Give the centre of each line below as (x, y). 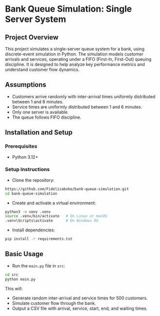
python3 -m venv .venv (28, 212)
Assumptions (26, 85)
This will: (14, 288)
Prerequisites (21, 146)
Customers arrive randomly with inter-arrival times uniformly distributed (84, 96)
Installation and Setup (39, 132)
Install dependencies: (33, 230)
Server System (36, 19)
